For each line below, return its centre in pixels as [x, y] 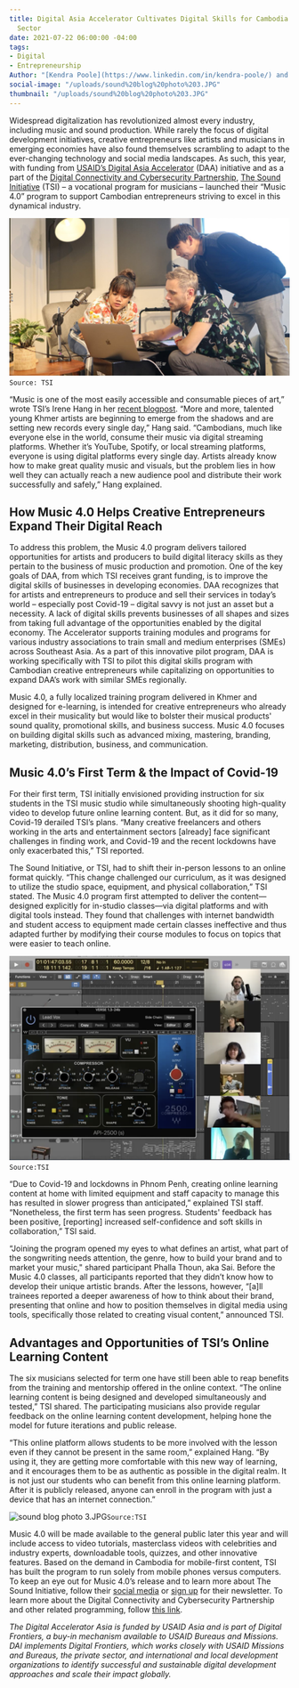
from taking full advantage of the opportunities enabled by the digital [135, 623]
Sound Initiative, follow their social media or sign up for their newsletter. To [146, 1591]
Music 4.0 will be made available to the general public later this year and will [149, 1534]
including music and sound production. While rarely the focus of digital [139, 130]
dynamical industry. [45, 206]
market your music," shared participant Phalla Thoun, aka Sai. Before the [142, 1268]
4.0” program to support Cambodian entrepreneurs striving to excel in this [145, 196]
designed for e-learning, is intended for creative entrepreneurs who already [148, 707]
